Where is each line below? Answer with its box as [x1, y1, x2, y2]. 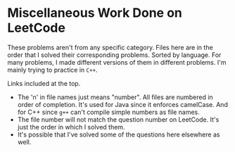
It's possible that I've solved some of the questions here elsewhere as [17, 130, 220, 139]
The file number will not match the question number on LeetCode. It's [17, 115, 220, 124]
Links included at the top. [7, 79, 81, 87]
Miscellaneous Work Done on [7, 5, 183, 21]
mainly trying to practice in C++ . [7, 65, 98, 74]
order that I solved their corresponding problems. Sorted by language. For [7, 51, 222, 59]
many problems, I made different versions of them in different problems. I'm [7, 58, 227, 66]
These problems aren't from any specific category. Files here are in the [7, 43, 213, 51]
